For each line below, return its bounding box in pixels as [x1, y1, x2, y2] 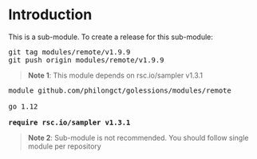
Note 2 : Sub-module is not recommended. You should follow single [27, 133, 249, 142]
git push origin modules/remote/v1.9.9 [8, 55, 164, 65]
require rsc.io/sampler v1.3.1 [8, 117, 131, 127]
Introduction [8, 6, 93, 24]
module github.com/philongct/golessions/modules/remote [8, 85, 231, 95]
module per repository [27, 141, 101, 151]
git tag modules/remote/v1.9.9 [8, 47, 131, 57]
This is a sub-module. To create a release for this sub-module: [8, 32, 214, 42]
